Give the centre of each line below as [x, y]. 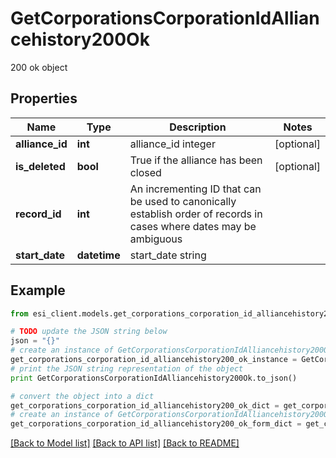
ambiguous [156, 239]
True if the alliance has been [196, 160]
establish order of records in [196, 214]
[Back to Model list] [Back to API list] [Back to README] [125, 443]
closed [145, 172]
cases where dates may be [193, 226]
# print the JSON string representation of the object [127, 368]
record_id [38, 214]
